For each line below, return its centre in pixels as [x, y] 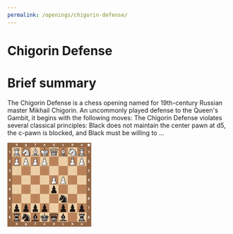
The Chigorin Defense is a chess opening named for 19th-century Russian [115, 103]
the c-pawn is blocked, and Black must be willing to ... [86, 133]
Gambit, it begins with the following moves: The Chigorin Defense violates [115, 117]
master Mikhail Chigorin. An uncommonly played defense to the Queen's [113, 110]
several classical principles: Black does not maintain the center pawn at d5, [116, 125]
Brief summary [52, 83]
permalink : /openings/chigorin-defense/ [68, 15]
